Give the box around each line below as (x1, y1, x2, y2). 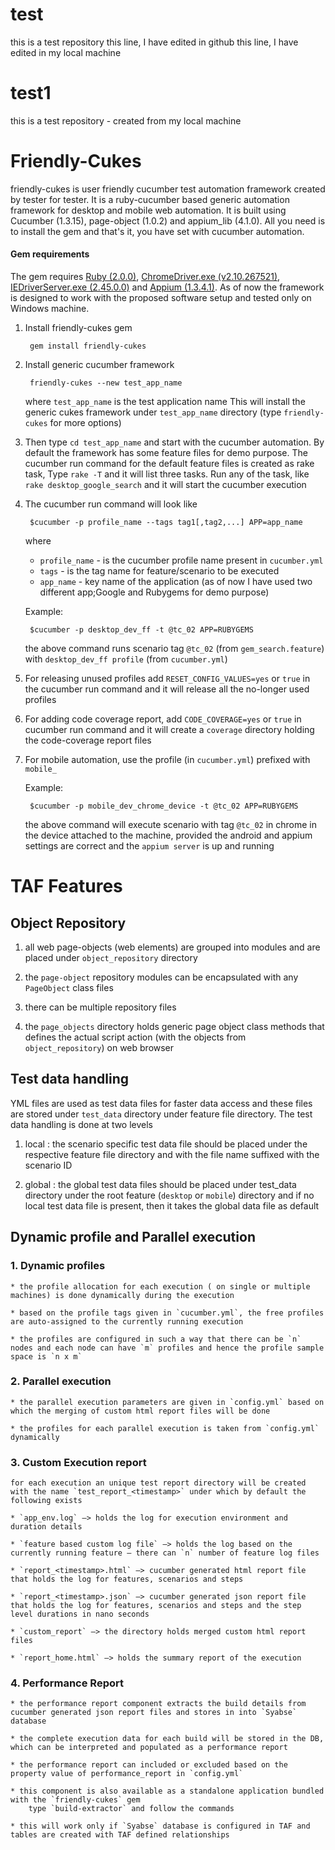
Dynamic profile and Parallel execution (10, 1229, 256, 1246)
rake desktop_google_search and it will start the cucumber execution (24, 479, 307, 491)
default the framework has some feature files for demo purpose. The (24, 447, 308, 459)
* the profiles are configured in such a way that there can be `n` (10, 1334, 302, 1344)
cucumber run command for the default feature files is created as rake (24, 458, 315, 470)
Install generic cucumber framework (24, 359, 175, 371)
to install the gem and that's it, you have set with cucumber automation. (10, 225, 305, 237)
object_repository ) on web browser (24, 1042, 175, 1054)
